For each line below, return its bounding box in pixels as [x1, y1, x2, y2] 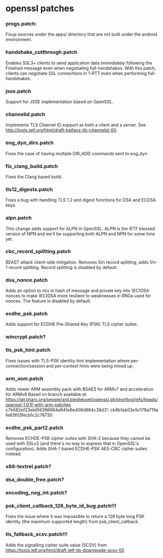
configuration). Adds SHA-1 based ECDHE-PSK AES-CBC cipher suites [5, 446, 147, 452]
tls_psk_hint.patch [5, 347, 51, 353]
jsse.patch [5, 87, 31, 94]
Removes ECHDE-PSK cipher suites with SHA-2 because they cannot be [5, 435, 151, 441]
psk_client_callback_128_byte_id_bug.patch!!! [5, 502, 117, 509]
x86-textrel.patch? [5, 463, 52, 470]
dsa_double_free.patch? [5, 476, 65, 483]
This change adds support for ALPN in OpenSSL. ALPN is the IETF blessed [5, 226, 155, 231]
